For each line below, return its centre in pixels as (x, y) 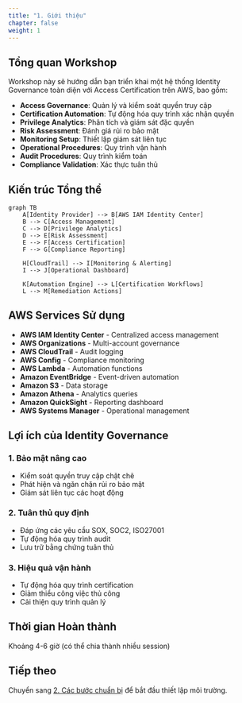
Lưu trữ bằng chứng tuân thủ (67, 547)
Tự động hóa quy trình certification (77, 585)
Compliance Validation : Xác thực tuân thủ (89, 164)
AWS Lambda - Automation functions (81, 368)
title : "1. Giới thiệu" (48, 15)
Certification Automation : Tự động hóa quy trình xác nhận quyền (127, 114)
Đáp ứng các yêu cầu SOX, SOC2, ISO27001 (92, 530)
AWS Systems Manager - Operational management (104, 411)
